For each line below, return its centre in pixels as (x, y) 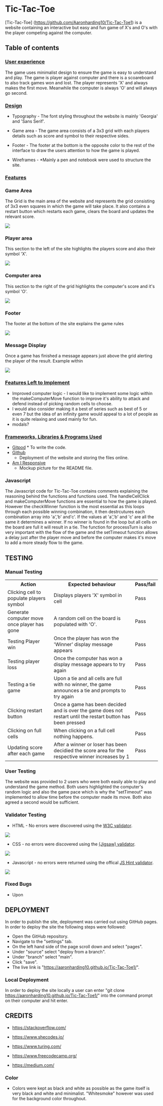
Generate (18, 612)
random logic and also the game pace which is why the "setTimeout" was (79, 792)
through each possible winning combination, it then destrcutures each (75, 512)
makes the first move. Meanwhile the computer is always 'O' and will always (81, 88)
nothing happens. (73, 736)
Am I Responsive (29, 462)
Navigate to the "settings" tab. (42, 941)
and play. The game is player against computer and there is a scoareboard (79, 77)
